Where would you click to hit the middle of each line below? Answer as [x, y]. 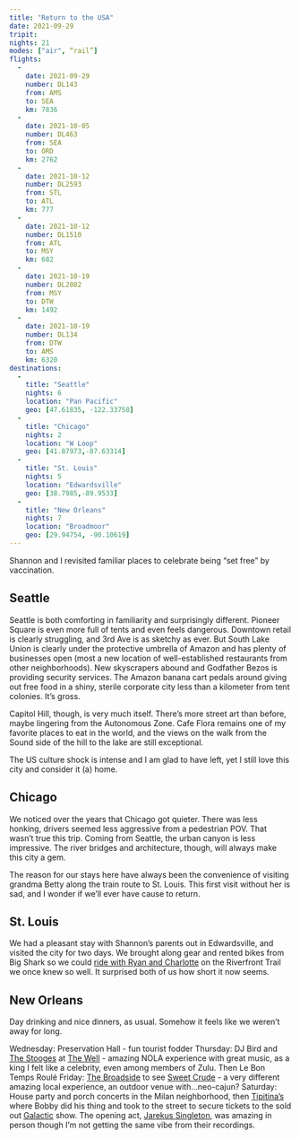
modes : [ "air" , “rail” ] [54, 51]
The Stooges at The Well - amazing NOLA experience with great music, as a [150, 1058]
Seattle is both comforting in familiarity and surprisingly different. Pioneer [145, 619]
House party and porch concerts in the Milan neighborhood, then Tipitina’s [147, 1097]
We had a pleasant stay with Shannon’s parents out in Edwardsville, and [141, 943]
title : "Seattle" [58, 385]
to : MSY [39, 251]
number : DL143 [51, 84]
